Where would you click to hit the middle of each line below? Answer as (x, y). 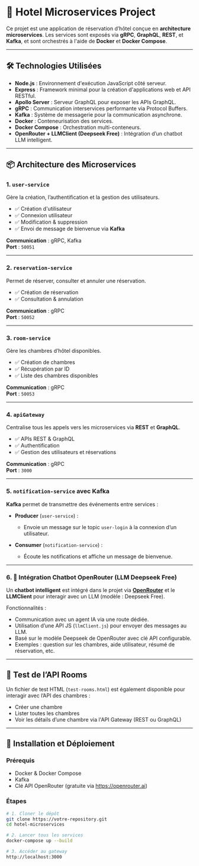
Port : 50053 (20, 394)
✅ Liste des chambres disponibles (56, 376)
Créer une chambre (38, 707)
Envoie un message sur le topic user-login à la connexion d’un (100, 527)
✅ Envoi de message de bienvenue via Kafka (70, 229)
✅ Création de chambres (45, 362)
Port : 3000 (19, 471)
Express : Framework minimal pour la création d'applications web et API (103, 89)
